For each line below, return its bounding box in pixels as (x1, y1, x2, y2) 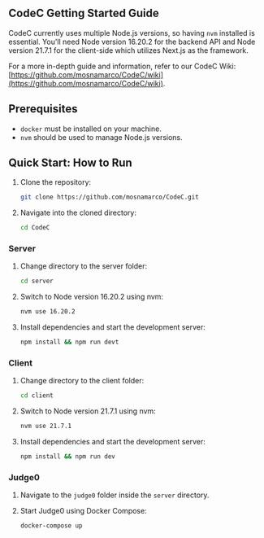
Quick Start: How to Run (8, 156, 132, 170)
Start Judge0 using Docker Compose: (19, 506, 148, 516)
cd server (19, 277, 54, 286)
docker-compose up (19, 522, 83, 530)
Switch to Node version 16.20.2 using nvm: (19, 292, 164, 302)
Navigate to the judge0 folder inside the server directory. (19, 490, 210, 500)
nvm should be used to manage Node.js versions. (19, 132, 183, 142)
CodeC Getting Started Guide (8, 7, 160, 20)
